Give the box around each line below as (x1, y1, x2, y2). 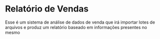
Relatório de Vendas (5, 3, 89, 14)
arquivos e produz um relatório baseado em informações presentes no (5, 24, 147, 30)
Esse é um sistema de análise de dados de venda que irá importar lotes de (5, 19, 155, 25)
